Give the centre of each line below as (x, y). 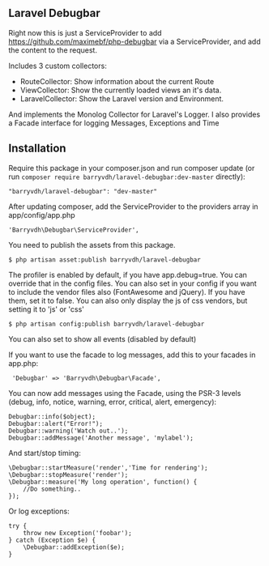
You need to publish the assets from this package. (92, 245)
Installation (37, 149)
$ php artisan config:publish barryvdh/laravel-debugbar (107, 324)
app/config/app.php (42, 215)
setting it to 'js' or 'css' (47, 309)
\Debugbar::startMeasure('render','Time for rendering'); (108, 468)
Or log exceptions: (39, 511)
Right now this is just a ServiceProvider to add (85, 32)
